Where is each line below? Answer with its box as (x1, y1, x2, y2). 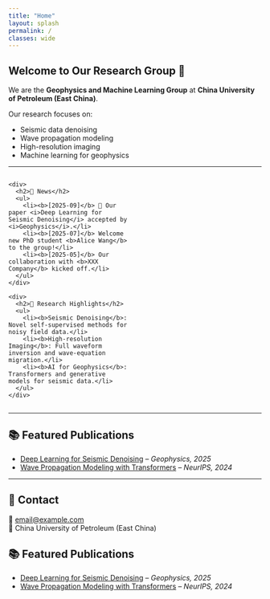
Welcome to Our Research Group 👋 (8, 63, 186, 77)
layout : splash (8, 19, 59, 27)
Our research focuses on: (8, 109, 93, 119)
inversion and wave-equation (8, 349, 106, 357)
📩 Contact (8, 493, 59, 507)
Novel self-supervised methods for (8, 321, 128, 329)
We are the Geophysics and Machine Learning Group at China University (8, 85, 256, 95)
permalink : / (8, 26, 52, 35)
